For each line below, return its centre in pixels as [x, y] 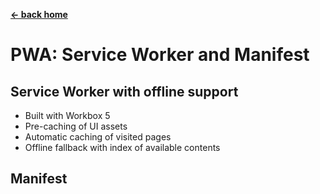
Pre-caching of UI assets [76, 126]
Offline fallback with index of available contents [122, 147]
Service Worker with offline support [124, 91]
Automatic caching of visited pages [98, 137]
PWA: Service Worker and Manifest [160, 55]
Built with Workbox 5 [67, 115]
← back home [39, 14]
